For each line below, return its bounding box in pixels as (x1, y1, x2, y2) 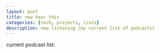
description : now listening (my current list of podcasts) (6, 25, 155, 31)
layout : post (6, 8, 39, 15)
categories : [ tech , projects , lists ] (6, 19, 100, 25)
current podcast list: (6, 41, 55, 48)
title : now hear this (6, 14, 60, 20)
